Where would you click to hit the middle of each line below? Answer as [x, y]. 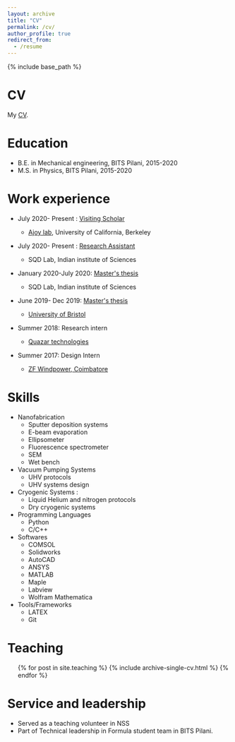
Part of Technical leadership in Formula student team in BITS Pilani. [115, 731]
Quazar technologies [59, 341]
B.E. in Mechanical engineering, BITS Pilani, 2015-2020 [97, 162]
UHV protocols [50, 477]
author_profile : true [39, 34]
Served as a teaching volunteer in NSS [73, 723]
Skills [24, 397]
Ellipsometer [46, 439]
